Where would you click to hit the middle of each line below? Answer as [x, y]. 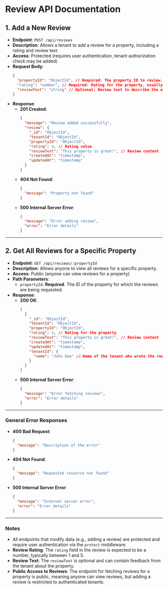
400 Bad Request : [31, 431]
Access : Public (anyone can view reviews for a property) [71, 273]
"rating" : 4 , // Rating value [60, 146]
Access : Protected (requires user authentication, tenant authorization [84, 56]
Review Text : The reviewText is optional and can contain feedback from [86, 560]
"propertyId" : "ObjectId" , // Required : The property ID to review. [90, 80]
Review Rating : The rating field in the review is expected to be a [79, 550]
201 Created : [33, 109]
